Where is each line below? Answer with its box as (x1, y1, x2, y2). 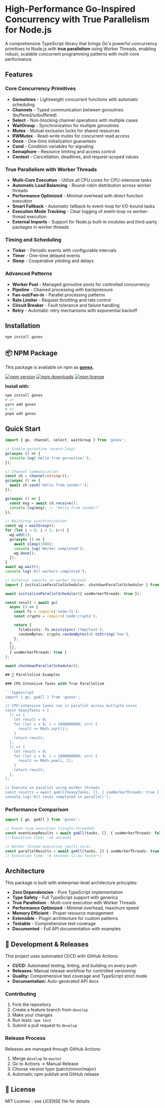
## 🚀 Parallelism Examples (5, 672, 60, 677)
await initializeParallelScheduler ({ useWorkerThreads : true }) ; (5, 591, 141, 596)
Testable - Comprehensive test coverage (12, 920, 96, 926)
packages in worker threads (12, 224, 69, 230)
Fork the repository (12, 1001, 52, 1007)
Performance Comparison (5, 806, 69, 813)
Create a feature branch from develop (12, 1007, 88, 1013)
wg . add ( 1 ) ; (9, 533, 32, 538)
